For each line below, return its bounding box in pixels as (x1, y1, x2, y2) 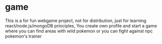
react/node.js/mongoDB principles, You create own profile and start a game (5, 22, 157, 28)
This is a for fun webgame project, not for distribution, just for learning (5, 18, 146, 23)
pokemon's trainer (5, 33, 42, 39)
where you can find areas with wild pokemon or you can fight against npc (5, 28, 153, 34)
